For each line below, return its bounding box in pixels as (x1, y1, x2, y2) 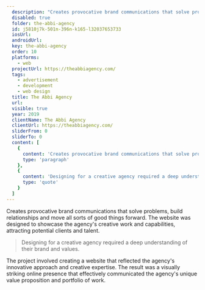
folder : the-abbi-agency (12, 20, 75, 26)
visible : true (12, 105, 48, 112)
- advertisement (17, 77, 59, 83)
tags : (12, 71, 26, 78)
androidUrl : (12, 37, 43, 43)
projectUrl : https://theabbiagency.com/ (12, 65, 116, 72)
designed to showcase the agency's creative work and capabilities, (6, 220, 176, 228)
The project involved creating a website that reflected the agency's (6, 257, 175, 264)
